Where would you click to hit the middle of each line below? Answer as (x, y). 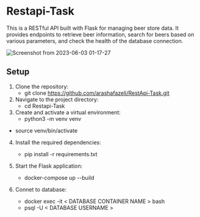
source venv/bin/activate (46, 130)
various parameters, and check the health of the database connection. (95, 41)
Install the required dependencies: (58, 142)
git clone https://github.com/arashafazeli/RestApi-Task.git (97, 93)
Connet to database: (41, 189)
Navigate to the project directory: (57, 99)
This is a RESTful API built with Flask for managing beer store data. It (92, 28)
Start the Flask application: (49, 166)
